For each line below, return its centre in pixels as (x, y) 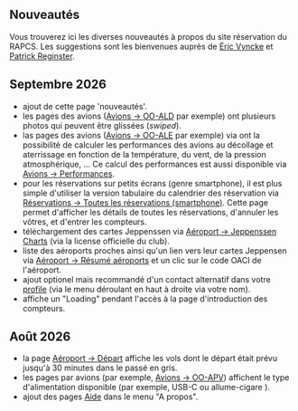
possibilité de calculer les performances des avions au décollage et (148, 145)
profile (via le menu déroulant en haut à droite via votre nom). (136, 289)
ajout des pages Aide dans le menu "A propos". (110, 397)
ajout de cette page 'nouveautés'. (84, 106)
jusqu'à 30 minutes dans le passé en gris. (100, 368)
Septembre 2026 (58, 85)
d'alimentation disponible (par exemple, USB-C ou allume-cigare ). (146, 387)
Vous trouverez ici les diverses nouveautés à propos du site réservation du (148, 36)
